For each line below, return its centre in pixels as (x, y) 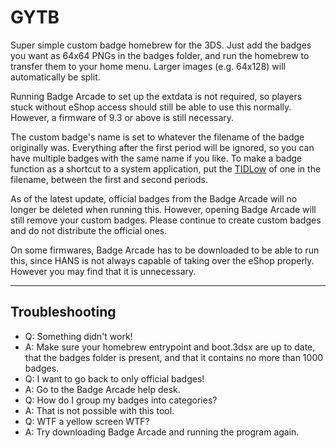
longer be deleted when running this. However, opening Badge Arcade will (163, 209)
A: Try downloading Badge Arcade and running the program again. (162, 432)
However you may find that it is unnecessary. (103, 271)
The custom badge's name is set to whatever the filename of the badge (157, 137)
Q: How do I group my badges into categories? (121, 400)
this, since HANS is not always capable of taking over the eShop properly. (162, 260)
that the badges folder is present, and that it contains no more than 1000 (174, 357)
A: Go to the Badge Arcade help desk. (102, 389)
